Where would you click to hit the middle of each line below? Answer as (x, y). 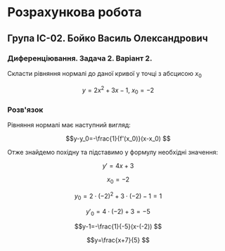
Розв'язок (25, 110)
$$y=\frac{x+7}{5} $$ (118, 240)
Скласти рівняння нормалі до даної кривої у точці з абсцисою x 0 (105, 74)
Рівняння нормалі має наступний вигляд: (69, 125)
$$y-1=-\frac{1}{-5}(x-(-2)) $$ (118, 226)
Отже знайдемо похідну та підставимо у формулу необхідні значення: (112, 153)
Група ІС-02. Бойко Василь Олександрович (108, 38)
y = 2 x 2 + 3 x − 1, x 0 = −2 (118, 90)
